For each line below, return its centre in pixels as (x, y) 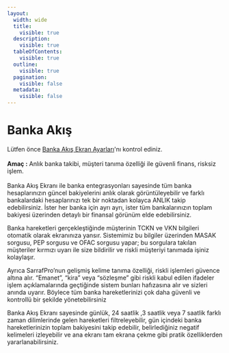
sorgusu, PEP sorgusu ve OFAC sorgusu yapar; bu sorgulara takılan (102, 242)
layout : (18, 13)
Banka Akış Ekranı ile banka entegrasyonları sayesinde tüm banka (99, 185)
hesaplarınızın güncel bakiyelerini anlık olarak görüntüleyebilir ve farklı (106, 193)
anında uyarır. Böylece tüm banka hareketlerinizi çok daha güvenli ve (104, 292)
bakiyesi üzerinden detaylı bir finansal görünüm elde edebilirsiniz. (99, 215)
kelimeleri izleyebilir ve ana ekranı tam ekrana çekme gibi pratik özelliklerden (115, 334)
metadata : (27, 90)
